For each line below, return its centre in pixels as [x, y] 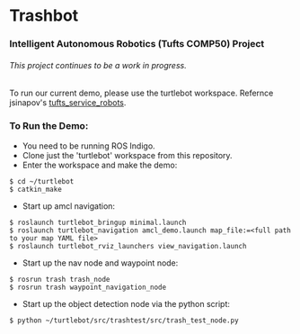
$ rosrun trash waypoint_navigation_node [88, 287]
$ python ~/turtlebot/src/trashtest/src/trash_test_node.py [124, 320]
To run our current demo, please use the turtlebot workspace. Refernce [141, 93]
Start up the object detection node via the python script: [126, 303]
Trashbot [44, 16]
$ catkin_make [36, 189]
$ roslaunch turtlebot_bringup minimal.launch [98, 222]
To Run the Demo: [49, 126]
